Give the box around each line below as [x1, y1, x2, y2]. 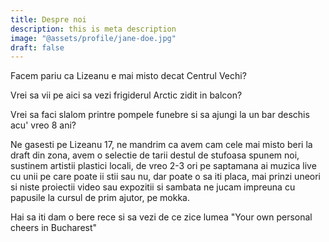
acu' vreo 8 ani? [10, 119, 77, 131]
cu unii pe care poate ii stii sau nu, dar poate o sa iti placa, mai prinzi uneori [10, 171, 322, 183]
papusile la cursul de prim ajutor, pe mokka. [10, 192, 190, 204]
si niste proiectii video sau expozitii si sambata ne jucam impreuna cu [10, 181, 296, 193]
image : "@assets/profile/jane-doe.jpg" [10, 33, 177, 43]
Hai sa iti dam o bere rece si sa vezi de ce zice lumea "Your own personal [10, 211, 313, 223]
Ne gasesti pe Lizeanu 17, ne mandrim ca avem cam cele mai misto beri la [10, 139, 313, 151]
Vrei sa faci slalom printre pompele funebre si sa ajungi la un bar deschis [10, 109, 310, 121]
